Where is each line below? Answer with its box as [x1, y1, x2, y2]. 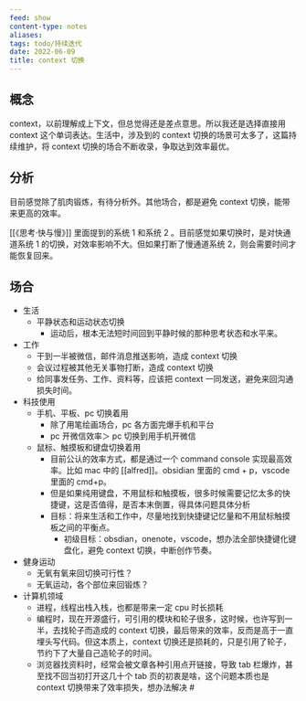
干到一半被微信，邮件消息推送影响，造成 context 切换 [36, 351, 237, 362]
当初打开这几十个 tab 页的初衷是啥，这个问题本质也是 [68, 671, 269, 682]
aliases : [9, 30, 43, 39]
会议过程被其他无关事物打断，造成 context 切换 [36, 362, 214, 373]
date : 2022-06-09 [9, 48, 76, 57]
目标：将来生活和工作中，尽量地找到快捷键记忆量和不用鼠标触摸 [49, 511, 290, 522]
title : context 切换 [9, 56, 85, 65]
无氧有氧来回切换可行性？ [36, 568, 133, 579]
